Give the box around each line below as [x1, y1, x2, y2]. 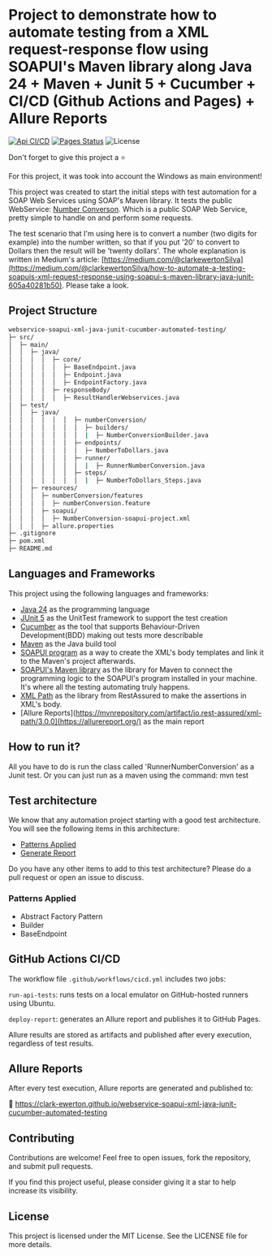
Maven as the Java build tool [19, 639, 117, 648]
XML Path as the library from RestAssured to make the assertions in [19, 691, 247, 700]
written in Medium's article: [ [8, 254, 105, 264]
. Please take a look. [62, 280, 129, 290]
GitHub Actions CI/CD [8, 952, 121, 966]
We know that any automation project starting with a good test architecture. [8, 815, 261, 825]
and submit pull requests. [8, 1162, 93, 1172]
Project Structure [8, 304, 97, 318]
